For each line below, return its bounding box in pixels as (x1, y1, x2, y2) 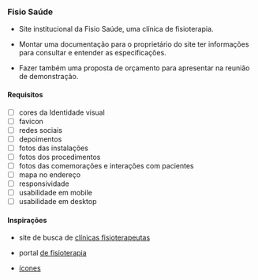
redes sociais (18, 125, 62, 134)
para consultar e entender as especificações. (18, 48, 166, 58)
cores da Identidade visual (18, 108, 106, 117)
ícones (18, 263, 41, 273)
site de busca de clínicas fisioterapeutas (18, 233, 151, 243)
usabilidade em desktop (18, 197, 97, 206)
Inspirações (7, 215, 47, 225)
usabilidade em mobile (18, 188, 92, 198)
